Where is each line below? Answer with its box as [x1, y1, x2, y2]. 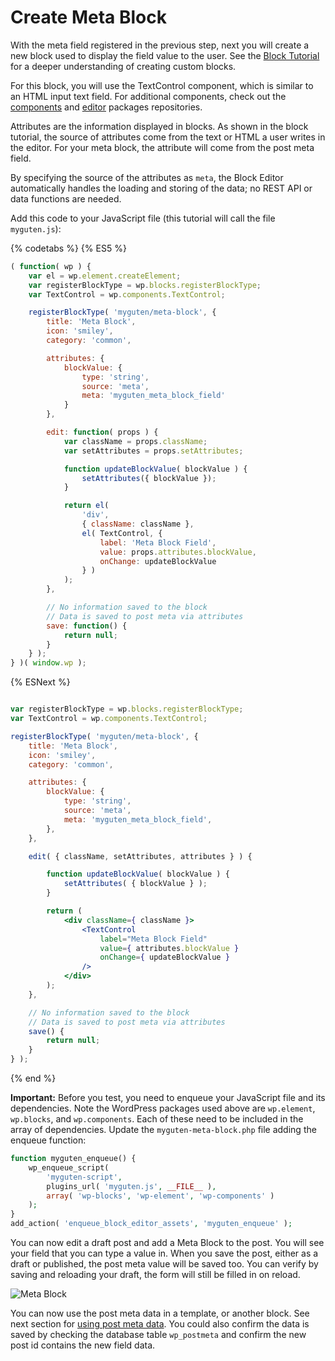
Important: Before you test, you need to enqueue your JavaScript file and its [10, 1092, 326, 1104]
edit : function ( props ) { [46, 427, 159, 438]
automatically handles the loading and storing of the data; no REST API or [10, 182, 313, 194]
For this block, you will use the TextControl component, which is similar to [10, 79, 314, 91]
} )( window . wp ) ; [10, 658, 87, 668]
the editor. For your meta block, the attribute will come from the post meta [10, 141, 315, 153]
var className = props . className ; [63, 436, 208, 446]
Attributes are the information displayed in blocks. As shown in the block [10, 120, 309, 132]
